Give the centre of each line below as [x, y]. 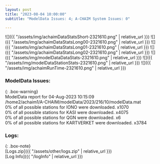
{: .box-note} [18, 146]
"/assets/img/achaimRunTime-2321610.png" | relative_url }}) [66, 68]
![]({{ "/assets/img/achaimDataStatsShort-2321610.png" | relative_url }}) [78, 37]
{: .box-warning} [22, 92]
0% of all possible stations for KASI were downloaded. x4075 [67, 112]
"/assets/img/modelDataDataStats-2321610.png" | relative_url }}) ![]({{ [82, 58]
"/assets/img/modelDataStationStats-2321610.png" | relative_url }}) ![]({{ [78, 63]
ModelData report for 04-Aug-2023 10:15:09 [50, 96]
